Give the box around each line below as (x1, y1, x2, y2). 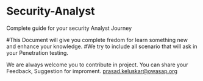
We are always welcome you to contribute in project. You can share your (6, 61, 188, 68)
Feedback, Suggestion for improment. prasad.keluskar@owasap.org (6, 67, 178, 74)
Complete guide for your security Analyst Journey (6, 24, 132, 32)
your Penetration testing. (6, 49, 69, 56)
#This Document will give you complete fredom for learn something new (6, 36, 188, 43)
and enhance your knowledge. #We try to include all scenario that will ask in (6, 43, 198, 50)
